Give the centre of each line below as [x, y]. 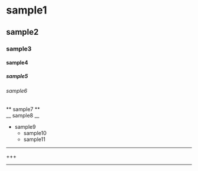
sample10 [35, 133]
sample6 [17, 91]
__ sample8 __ [23, 115]
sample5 [17, 76]
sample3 [19, 49]
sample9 [25, 126]
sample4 [17, 63]
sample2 [22, 32]
